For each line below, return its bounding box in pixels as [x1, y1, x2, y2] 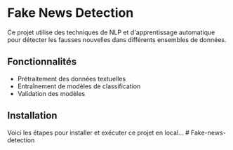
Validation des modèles [17, 89, 86, 97]
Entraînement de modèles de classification [17, 82, 141, 90]
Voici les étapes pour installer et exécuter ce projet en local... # [7, 128, 189, 137]
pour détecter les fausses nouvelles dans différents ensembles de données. [7, 35, 227, 43]
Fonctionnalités [7, 56, 77, 68]
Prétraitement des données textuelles [17, 74, 126, 83]
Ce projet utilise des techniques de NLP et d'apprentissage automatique [7, 28, 215, 36]
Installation [7, 110, 58, 122]
